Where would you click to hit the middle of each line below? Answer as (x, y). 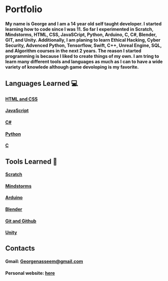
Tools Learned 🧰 (31, 161)
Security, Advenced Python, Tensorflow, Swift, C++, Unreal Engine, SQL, (83, 45)
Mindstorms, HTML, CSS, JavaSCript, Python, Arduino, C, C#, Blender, (81, 35)
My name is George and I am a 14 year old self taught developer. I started (83, 23)
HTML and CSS (22, 99)
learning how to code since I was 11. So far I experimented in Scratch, (79, 29)
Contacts (20, 248)
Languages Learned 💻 (42, 84)
